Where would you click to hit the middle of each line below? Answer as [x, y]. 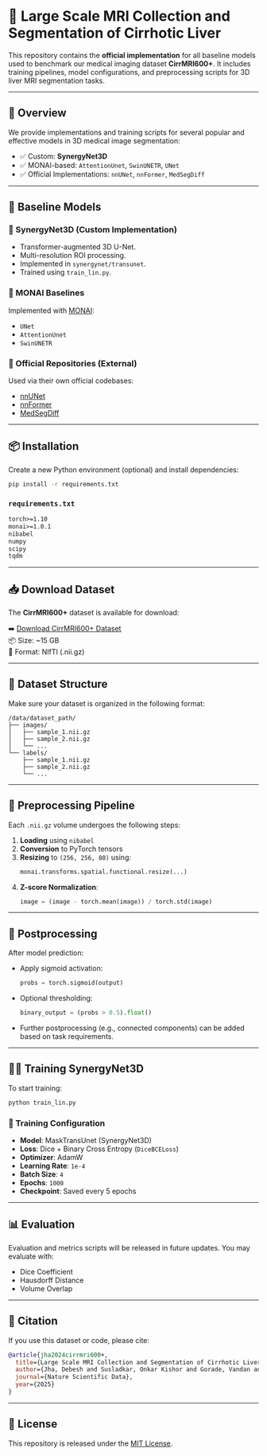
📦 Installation [44, 446]
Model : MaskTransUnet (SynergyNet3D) [86, 1140]
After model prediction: [46, 953]
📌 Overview [37, 113]
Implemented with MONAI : [51, 310]
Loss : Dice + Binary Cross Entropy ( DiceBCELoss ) [99, 1149]
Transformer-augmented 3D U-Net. [78, 247]
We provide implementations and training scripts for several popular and [126, 132]
